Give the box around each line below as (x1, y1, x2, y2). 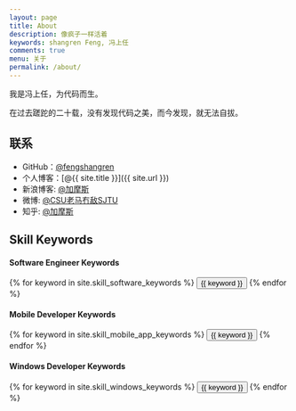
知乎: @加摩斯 (21, 206, 74, 217)
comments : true (9, 46, 66, 55)
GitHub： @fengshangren (21, 161, 115, 172)
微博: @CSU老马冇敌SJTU (21, 194, 118, 205)
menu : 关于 (9, 54, 47, 63)
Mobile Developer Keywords (9, 308, 116, 319)
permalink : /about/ (9, 63, 82, 72)
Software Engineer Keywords (9, 257, 120, 267)
